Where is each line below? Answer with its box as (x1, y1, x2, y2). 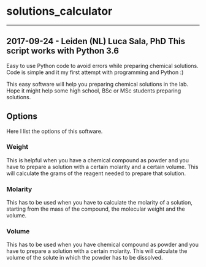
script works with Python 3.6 (6, 46, 120, 56)
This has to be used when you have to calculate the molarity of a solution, (6, 199, 193, 206)
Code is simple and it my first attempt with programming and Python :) (6, 69, 184, 76)
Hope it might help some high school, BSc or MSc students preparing (6, 87, 181, 94)
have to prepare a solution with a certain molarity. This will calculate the (6, 247, 188, 255)
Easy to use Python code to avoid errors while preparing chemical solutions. (6, 62, 199, 69)
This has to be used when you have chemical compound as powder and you (6, 241, 199, 249)
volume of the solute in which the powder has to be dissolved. (6, 254, 164, 261)
